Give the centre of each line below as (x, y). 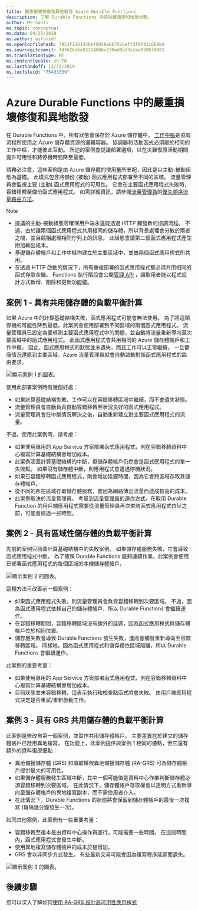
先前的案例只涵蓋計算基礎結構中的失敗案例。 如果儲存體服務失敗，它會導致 (97, 548)
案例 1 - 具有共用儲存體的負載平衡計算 (74, 302)
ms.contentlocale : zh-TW (37, 61)
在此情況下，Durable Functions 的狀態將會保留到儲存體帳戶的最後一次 (99, 800)
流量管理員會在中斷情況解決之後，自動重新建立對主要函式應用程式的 (97, 414)
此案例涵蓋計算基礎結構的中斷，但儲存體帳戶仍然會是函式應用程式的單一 (102, 461)
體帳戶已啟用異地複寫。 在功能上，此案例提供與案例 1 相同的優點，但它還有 (97, 743)
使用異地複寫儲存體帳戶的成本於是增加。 (64, 847)
